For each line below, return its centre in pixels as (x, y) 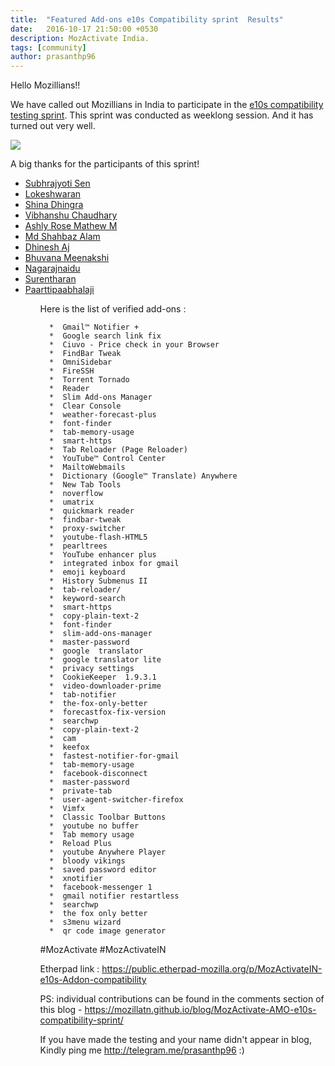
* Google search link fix (105, 336)
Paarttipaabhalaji (59, 290)
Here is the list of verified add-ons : (113, 309)
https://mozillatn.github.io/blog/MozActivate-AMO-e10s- (200, 1010)
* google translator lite (105, 660)
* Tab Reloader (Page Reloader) (118, 450)
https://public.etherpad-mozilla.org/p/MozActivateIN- (212, 969)
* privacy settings (91, 669)
